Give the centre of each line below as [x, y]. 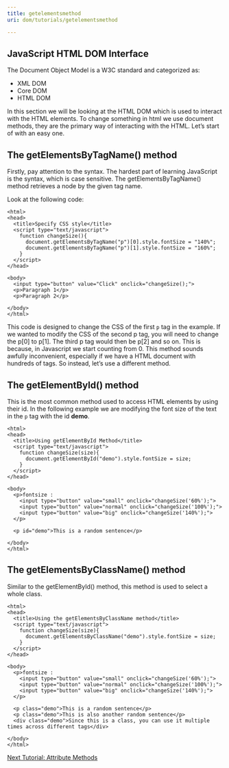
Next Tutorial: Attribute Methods [52, 757]
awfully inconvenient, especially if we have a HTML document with [101, 356]
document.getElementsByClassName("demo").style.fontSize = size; [120, 636]
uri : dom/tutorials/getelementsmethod [62, 20]
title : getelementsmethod [44, 13]
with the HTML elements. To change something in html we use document [110, 119]
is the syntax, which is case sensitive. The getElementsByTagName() [104, 179]
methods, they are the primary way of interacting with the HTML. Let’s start [113, 126]
